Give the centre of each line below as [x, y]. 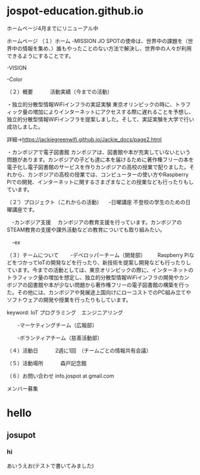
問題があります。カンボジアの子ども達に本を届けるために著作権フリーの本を [100, 159]
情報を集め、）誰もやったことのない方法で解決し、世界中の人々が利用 [107, 48]
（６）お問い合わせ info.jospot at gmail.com [61, 376]
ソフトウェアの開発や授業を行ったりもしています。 [69, 300]
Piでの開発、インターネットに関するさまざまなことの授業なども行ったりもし [100, 182]
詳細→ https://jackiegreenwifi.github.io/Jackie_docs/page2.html [84, 139]
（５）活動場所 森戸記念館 [47, 363]
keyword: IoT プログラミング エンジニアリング [65, 312]
